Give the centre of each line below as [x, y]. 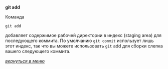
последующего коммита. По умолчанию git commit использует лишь [79, 40]
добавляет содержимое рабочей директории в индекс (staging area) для [83, 35]
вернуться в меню [25, 61]
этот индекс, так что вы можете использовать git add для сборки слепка [84, 46]
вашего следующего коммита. [38, 51]
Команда [15, 17]
